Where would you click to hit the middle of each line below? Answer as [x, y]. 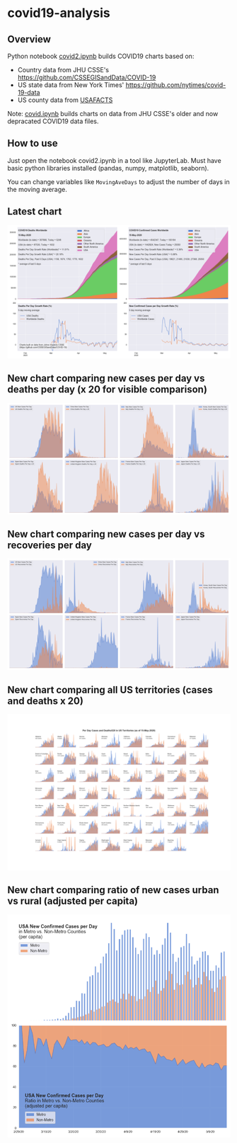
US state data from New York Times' [71, 85]
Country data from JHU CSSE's [63, 70]
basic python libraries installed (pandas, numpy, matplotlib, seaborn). [108, 168]
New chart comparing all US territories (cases [110, 689]
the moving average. [37, 189]
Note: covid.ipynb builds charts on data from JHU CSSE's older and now [113, 114]
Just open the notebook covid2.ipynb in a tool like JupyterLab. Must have [114, 160]
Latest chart [35, 211]
